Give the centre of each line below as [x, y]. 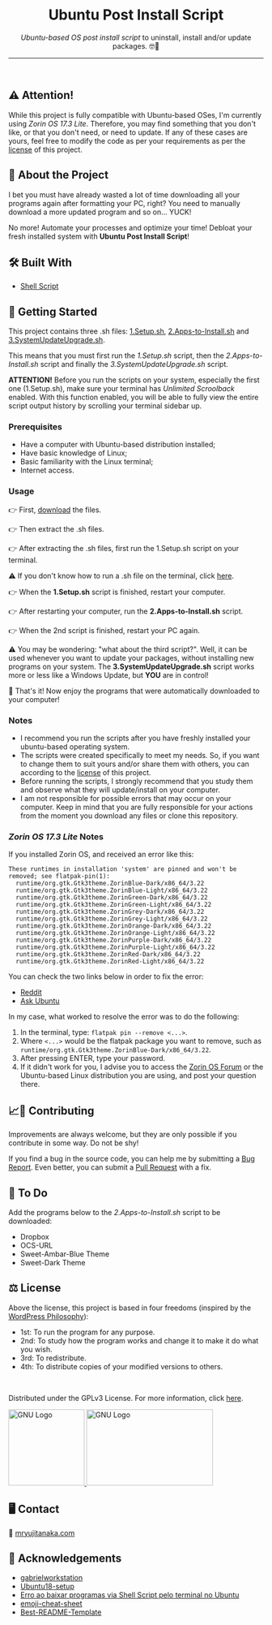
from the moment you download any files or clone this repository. [129, 816]
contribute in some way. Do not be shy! [74, 1143]
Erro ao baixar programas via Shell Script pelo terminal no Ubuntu [130, 1595]
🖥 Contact [34, 1509]
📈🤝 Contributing [51, 1111]
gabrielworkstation [51, 1578]
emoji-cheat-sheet [51, 1604]
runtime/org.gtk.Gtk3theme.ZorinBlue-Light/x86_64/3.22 [112, 890]
